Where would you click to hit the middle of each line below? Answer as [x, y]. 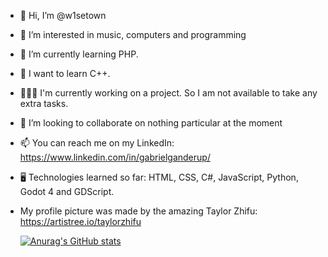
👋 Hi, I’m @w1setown [63, 15]
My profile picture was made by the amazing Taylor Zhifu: [138, 211]
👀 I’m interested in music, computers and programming [133, 34]
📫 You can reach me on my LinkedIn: [97, 143]
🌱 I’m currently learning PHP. [79, 54]
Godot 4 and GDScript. [67, 191]
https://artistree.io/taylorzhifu [80, 221]
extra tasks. [44, 103]
